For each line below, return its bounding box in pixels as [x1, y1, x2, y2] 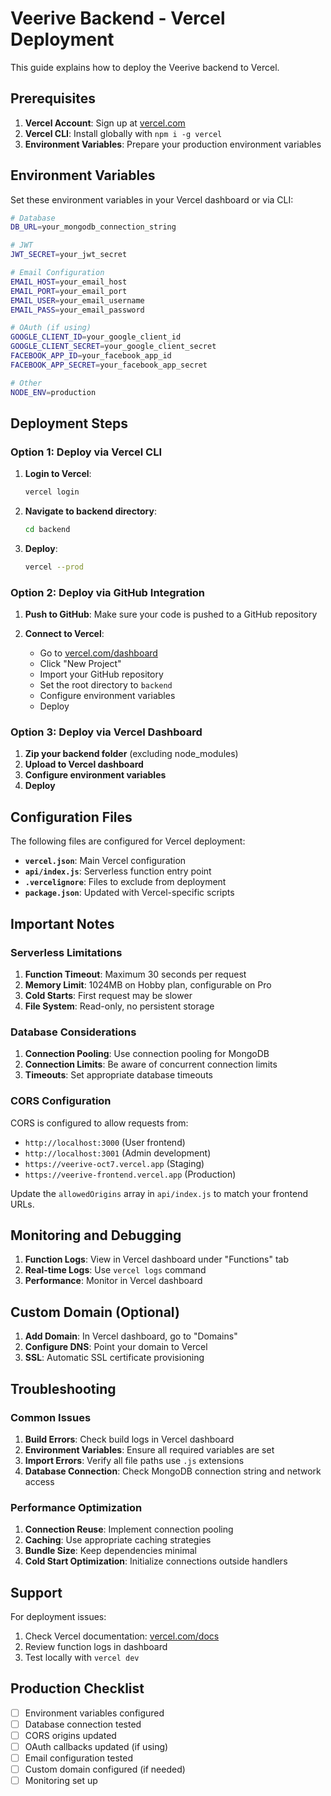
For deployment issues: [10, 1610, 107, 1622]
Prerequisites [10, 90, 96, 107]
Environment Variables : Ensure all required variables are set [24, 1443, 275, 1456]
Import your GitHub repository [39, 668, 164, 681]
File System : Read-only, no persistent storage [24, 1000, 215, 1012]
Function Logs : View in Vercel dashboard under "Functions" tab [24, 1253, 290, 1266]
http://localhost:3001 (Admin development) [24, 1147, 212, 1159]
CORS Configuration [10, 1094, 112, 1108]
